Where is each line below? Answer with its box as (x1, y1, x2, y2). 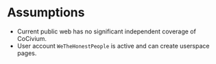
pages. (16, 49, 37, 57)
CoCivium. (16, 34, 47, 42)
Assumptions (7, 5, 85, 20)
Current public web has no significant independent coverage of (16, 27, 197, 35)
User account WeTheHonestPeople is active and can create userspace (16, 42, 210, 50)
